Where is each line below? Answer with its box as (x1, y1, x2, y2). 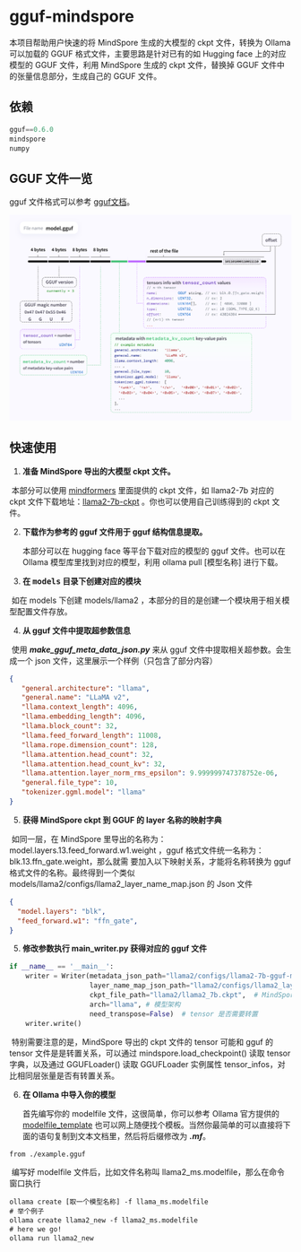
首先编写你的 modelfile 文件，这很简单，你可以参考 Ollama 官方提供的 (21, 1108, 279, 1118)
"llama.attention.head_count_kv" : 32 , (21, 760, 167, 769)
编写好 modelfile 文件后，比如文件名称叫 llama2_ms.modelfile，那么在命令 (11, 1166, 285, 1177)
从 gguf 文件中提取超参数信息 (21, 625, 132, 636)
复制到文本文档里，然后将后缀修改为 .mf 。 (53, 1130, 211, 1141)
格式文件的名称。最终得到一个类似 (9, 867, 135, 878)
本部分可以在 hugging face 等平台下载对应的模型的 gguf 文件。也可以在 (21, 545, 287, 556)
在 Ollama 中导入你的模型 (21, 1089, 116, 1100)
